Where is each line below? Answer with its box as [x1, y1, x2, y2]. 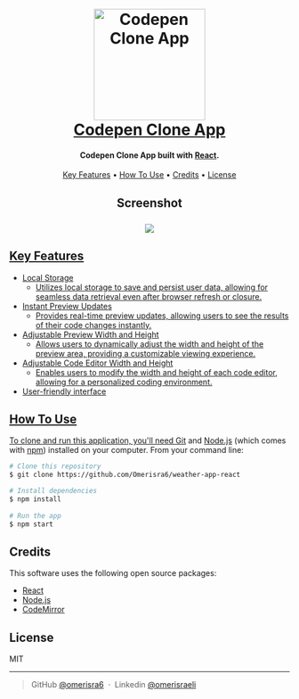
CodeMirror [21, 604, 65, 615]
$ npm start [9, 520, 53, 529]
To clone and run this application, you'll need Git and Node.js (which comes [9, 435, 287, 446]
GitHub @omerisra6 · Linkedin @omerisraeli [30, 679, 197, 690]
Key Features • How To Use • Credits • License [62, 169, 237, 180]
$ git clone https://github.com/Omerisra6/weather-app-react [9, 471, 241, 480]
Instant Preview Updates [21, 300, 113, 311]
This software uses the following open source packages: [9, 568, 217, 579]
